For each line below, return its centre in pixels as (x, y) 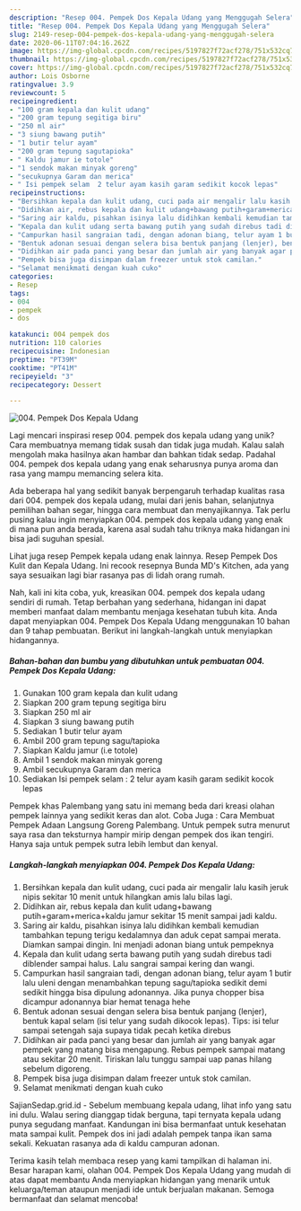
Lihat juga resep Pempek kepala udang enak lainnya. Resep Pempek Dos (143, 556)
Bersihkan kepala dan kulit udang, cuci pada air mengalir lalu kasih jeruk (155, 888)
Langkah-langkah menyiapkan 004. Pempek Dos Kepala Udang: (132, 864)
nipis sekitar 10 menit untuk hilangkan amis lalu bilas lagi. (127, 897)
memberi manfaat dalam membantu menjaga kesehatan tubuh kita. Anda (143, 612)
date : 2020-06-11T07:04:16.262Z (69, 43)
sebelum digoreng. (57, 1069)
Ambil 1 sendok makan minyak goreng (92, 760)
